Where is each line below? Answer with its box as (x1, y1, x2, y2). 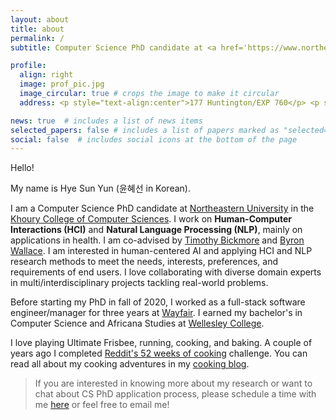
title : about (10, 24, 65, 34)
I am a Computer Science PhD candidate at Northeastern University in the (10, 202, 315, 215)
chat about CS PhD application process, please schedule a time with (34, 388, 317, 400)
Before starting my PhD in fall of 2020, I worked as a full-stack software (10, 296, 306, 308)
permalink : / (10, 33, 65, 43)
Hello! (10, 162, 35, 174)
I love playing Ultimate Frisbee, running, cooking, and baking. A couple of (10, 337, 313, 349)
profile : (10, 61, 47, 71)
